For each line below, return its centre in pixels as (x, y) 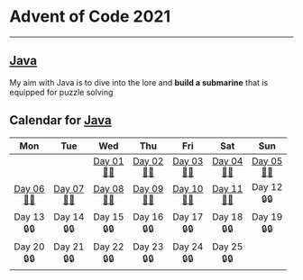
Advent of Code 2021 (90, 17)
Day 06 (29, 189)
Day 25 (227, 247)
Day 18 (227, 216)
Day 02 (148, 161)
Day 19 (267, 216)
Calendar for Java (60, 120)
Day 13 (29, 216)
